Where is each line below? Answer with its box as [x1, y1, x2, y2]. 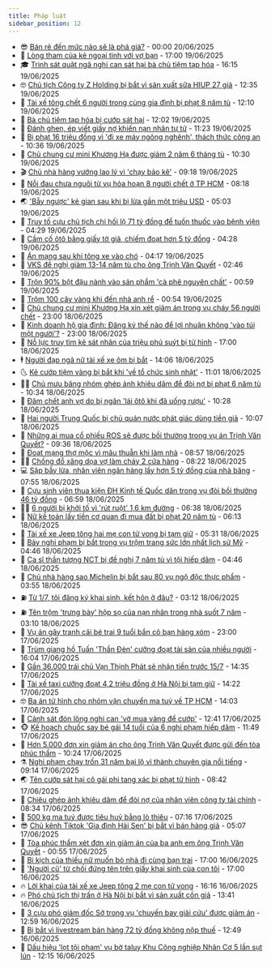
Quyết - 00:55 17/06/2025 [19, 846, 108, 856]
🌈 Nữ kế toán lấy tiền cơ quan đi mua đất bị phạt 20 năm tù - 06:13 [19, 512, 242, 521]
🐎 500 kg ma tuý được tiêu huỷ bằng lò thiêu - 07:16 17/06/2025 [19, 812, 233, 821]
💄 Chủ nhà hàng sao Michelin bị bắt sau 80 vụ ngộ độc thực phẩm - [19, 572, 246, 581]
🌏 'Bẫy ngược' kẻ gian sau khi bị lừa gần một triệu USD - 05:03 [19, 196, 232, 206]
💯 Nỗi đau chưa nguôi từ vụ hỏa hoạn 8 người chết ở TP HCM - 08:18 [19, 178, 250, 188]
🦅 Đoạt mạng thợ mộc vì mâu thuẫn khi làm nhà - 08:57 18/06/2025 [19, 448, 245, 457]
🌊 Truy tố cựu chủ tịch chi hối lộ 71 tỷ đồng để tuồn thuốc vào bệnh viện [19, 216, 260, 226]
